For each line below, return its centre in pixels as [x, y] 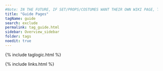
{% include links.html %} [30, 64]
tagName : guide [20, 18]
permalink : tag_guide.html [32, 28]
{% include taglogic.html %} [33, 55]
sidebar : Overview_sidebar [32, 32]
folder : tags [18, 37]
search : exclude [21, 23]
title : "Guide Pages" [27, 14]
